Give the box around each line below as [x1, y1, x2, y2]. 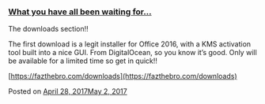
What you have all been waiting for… [8, 6, 152, 17]
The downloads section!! [8, 24, 89, 34]
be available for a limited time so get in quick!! [8, 56, 158, 65]
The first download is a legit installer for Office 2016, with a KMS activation [8, 39, 252, 49]
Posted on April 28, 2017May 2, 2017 [8, 87, 128, 96]
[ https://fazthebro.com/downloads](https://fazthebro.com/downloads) [8, 72, 237, 81]
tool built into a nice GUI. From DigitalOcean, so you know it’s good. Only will [8, 48, 257, 58]
